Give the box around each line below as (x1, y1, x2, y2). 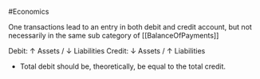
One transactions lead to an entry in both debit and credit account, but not (8, 22, 253, 31)
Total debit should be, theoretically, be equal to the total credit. (19, 61, 226, 71)
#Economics (8, 7, 49, 16)
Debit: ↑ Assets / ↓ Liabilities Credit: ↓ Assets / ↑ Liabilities (8, 46, 206, 55)
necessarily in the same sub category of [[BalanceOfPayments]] (8, 31, 219, 40)
